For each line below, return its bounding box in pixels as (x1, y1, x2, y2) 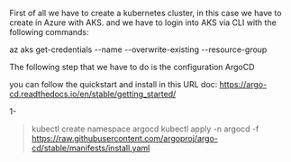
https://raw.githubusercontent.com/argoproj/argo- (31, 133, 218, 143)
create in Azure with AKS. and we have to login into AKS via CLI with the (9, 17, 277, 28)
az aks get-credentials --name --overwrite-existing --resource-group (9, 44, 268, 55)
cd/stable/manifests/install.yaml (31, 143, 150, 153)
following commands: (9, 27, 89, 37)
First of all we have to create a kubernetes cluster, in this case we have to (9, 8, 282, 18)
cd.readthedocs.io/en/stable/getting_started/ (9, 89, 177, 99)
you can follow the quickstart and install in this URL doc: (9, 79, 218, 89)
